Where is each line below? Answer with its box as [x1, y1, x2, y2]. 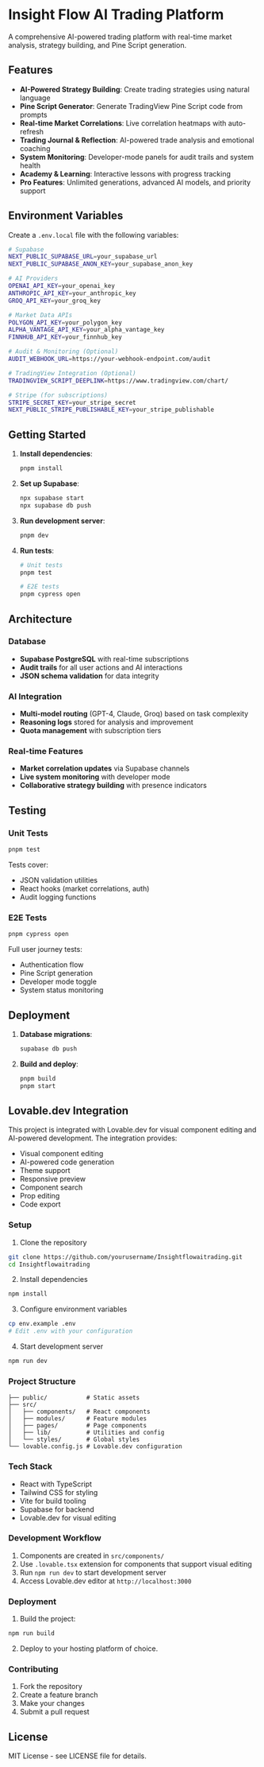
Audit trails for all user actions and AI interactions [19, 662, 183, 672]
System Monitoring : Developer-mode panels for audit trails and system [19, 152, 254, 161]
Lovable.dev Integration [8, 1104, 129, 1117]
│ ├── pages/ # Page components [8, 1422, 147, 1430]
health [19, 161, 41, 170]
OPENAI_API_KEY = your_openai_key [8, 282, 115, 290]
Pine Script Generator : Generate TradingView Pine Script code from [19, 101, 243, 111]
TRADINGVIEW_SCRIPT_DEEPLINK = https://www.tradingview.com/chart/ [8, 376, 228, 385]
